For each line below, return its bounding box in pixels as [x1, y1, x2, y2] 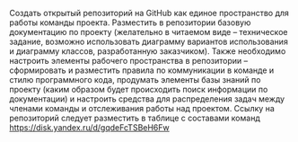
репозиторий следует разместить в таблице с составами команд [9, 112, 260, 123]
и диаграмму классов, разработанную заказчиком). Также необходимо [9, 46, 286, 57]
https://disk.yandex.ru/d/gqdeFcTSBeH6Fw [9, 122, 171, 133]
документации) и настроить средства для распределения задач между [9, 93, 285, 104]
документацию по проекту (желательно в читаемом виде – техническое [9, 27, 288, 37]
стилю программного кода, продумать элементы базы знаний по [9, 75, 261, 84]
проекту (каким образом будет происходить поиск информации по [9, 84, 268, 94]
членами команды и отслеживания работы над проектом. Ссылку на [9, 103, 276, 113]
